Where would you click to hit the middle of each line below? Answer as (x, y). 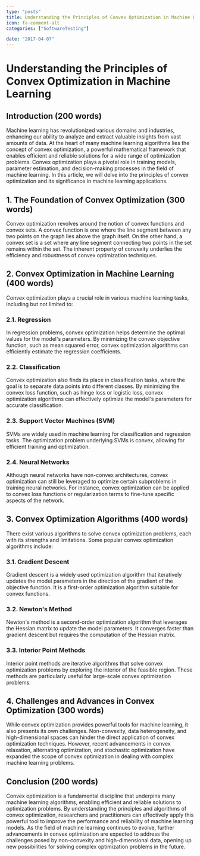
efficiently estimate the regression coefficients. (64, 352)
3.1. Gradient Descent (38, 562)
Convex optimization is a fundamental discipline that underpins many (91, 796)
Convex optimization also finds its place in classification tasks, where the (96, 380)
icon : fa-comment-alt (33, 23)
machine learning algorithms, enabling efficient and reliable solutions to (94, 802)
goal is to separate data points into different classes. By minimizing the (93, 386)
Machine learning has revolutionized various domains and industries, (90, 130)
